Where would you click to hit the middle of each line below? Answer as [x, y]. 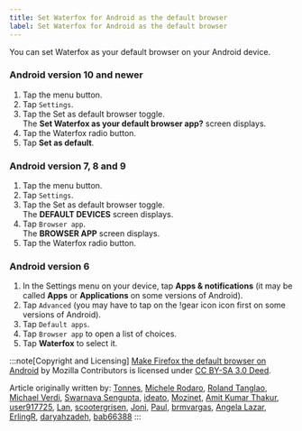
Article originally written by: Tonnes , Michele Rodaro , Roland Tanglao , [138, 388]
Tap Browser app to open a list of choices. [100, 334]
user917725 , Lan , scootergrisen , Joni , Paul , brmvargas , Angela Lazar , [138, 408]
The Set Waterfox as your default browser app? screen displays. [144, 124]
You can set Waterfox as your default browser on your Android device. [140, 51]
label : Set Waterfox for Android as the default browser [119, 26]
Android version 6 [50, 267]
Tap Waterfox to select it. [70, 344]
